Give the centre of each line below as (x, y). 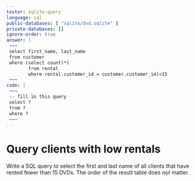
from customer (27, 57)
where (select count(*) (39, 63)
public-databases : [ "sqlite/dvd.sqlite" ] (62, 23)
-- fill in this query (38, 97)
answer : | (19, 40)
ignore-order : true (31, 35)
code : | (16, 86)
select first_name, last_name (47, 52)
